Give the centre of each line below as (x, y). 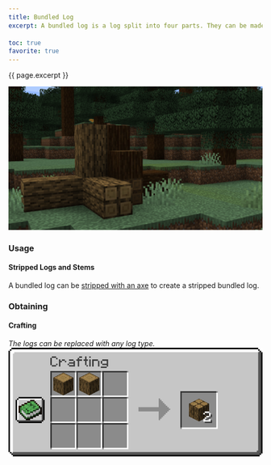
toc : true (25, 43)
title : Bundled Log (41, 17)
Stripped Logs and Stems (52, 268)
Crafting (23, 325)
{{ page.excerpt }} (39, 75)
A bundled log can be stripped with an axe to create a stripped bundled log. (134, 285)
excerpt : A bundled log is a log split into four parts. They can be (128, 25)
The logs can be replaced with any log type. (82, 343)
